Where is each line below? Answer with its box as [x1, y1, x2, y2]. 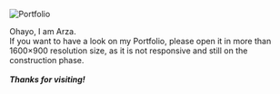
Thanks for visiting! [9, 74, 85, 85]
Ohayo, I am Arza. [9, 26, 76, 36]
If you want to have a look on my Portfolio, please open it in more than [9, 36, 272, 46]
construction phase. [9, 55, 85, 65]
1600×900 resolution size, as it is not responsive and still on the [9, 45, 248, 56]
